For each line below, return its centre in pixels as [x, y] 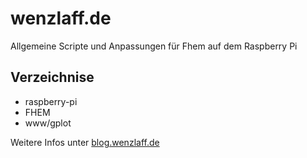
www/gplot [48, 123]
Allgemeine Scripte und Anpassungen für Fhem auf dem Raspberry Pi [154, 46]
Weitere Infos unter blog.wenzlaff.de [85, 142]
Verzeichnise [52, 77]
